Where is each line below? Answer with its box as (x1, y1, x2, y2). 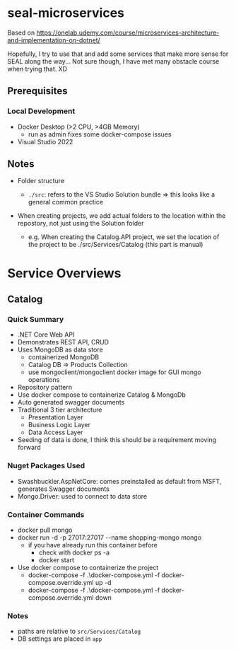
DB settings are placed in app (17, 634, 102, 643)
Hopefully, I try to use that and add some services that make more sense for (7, 50, 229, 58)
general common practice (28, 198, 104, 207)
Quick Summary (7, 314, 64, 324)
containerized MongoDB (28, 353, 100, 361)
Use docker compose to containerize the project (17, 563, 159, 571)
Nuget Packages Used (7, 461, 85, 471)
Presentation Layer (28, 413, 83, 422)
